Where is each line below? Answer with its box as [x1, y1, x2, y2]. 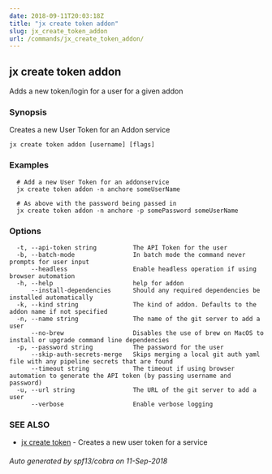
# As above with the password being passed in [16, 199, 177, 207]
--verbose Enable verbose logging [30, 400, 214, 408]
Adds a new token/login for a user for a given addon [9, 86, 183, 96]
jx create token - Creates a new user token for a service [20, 437, 208, 447]
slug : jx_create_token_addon [9, 27, 108, 35]
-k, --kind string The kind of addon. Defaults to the [16, 300, 257, 309]
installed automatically [9, 294, 93, 302]
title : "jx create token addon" [9, 20, 119, 28]
